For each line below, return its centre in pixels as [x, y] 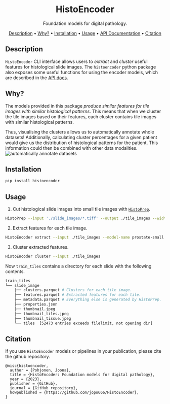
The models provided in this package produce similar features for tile [77, 106]
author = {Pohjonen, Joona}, [40, 371]
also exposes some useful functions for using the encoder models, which [82, 72]
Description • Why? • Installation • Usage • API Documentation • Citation [85, 33]
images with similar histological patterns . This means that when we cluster [83, 111]
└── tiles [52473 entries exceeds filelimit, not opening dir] [83, 323]
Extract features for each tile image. [50, 228]
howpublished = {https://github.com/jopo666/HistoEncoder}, [74, 393]
